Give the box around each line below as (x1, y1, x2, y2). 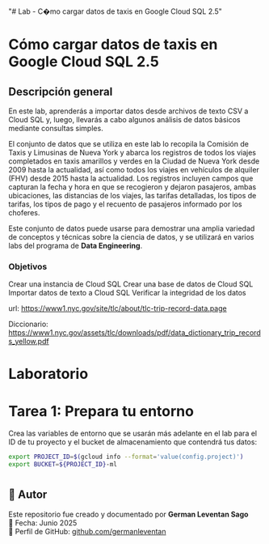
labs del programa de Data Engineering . (8, 241, 143, 250)
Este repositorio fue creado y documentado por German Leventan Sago (8, 509, 249, 519)
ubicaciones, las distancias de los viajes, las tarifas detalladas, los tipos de (8, 191, 257, 200)
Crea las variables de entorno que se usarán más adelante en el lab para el (8, 428, 257, 439)
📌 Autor (8, 488, 48, 502)
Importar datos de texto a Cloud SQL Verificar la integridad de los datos (8, 288, 246, 298)
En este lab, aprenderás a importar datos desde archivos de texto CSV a (8, 106, 249, 116)
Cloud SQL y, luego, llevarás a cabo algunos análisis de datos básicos (8, 115, 241, 124)
